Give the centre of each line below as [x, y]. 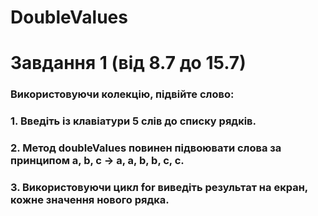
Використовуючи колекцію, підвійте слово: [122, 94]
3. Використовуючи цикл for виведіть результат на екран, [159, 188]
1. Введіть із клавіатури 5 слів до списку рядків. [133, 121]
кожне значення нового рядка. [90, 200]
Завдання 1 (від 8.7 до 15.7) [128, 63]
